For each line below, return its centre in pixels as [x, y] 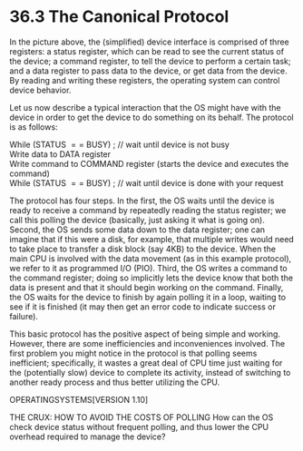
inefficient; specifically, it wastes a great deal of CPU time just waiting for [146, 363]
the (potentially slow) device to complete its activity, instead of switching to [150, 372]
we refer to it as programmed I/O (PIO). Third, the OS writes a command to [148, 268]
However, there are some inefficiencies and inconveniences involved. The [147, 343]
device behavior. [40, 90]
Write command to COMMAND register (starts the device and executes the [149, 163]
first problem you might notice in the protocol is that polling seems [133, 353]
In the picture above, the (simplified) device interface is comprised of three [150, 42]
